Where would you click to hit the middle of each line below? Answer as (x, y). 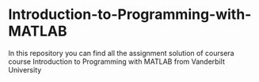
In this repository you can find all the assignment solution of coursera (122, 53)
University (25, 69)
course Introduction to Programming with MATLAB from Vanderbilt (117, 61)
